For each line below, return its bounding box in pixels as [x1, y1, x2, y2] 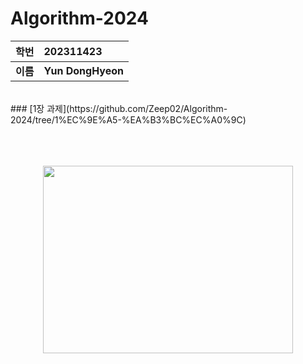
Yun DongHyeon [43, 63, 124, 77]
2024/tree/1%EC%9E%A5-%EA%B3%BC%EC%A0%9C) [10, 113, 247, 126]
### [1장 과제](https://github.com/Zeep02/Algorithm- [10, 102, 228, 114]
